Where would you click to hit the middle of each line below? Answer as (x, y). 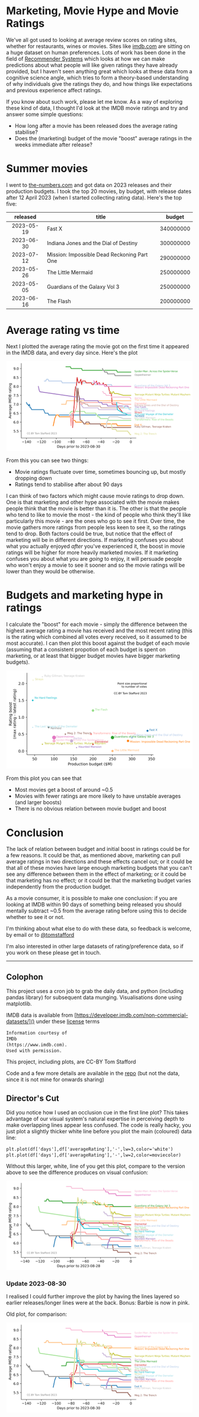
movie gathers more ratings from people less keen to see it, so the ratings (96, 527)
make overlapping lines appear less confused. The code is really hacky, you (99, 1125)
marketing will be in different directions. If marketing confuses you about (95, 539)
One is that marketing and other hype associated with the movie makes (93, 502)
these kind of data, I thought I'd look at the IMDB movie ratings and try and (97, 108)
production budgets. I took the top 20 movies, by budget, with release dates (99, 191)
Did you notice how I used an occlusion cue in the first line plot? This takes (97, 1112)
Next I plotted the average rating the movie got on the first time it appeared (98, 346)
